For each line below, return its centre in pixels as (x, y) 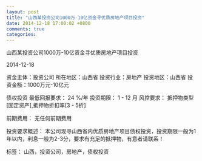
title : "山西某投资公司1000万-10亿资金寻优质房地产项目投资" (76, 18)
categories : (21, 35)
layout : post (23, 12)
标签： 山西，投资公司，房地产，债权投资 (58, 152)
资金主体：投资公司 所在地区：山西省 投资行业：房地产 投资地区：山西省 (96, 77)
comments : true (25, 29)
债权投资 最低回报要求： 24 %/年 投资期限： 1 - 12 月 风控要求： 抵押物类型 (100, 98)
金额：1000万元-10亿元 (40, 85)
